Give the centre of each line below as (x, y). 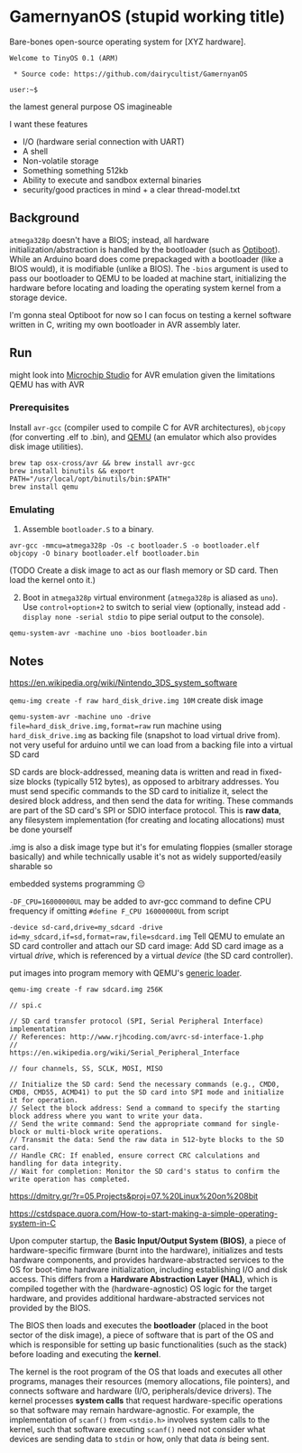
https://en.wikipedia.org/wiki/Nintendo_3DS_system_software (124, 682)
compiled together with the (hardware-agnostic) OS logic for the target (141, 1289)
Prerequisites (39, 408)
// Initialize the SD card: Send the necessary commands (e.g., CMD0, (145, 1084)
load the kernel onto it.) (53, 580)
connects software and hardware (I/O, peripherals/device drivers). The (141, 1391)
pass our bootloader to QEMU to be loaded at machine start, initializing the (148, 278)
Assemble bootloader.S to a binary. (88, 530)
